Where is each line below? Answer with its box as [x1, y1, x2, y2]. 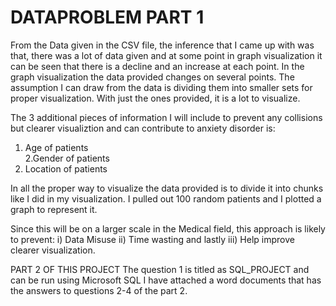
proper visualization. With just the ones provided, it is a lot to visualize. [10, 92, 301, 104]
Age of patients [24, 141, 89, 153]
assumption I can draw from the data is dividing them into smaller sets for [10, 81, 313, 93]
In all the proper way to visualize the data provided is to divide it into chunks [10, 182, 324, 194]
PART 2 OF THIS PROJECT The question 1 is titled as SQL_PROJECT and [10, 263, 310, 275]
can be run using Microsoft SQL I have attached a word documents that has [10, 274, 322, 286]
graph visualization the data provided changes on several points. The [10, 71, 295, 83]
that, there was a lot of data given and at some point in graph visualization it [10, 49, 323, 61]
